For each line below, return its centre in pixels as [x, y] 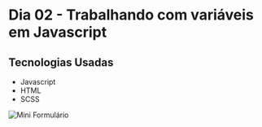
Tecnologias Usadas [61, 62]
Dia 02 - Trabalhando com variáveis [131, 15]
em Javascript [58, 32]
